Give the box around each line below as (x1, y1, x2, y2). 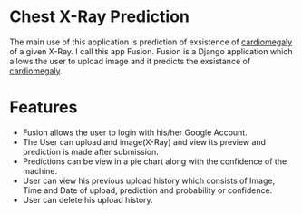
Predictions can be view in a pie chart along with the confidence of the (22, 156, 287, 167)
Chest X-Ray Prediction (9, 6, 190, 27)
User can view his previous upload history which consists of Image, (22, 175, 275, 186)
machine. (22, 165, 58, 176)
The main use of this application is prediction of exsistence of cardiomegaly (9, 36, 293, 47)
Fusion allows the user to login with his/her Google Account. (22, 127, 248, 138)
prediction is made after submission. (22, 146, 159, 157)
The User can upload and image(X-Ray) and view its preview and (22, 136, 266, 147)
